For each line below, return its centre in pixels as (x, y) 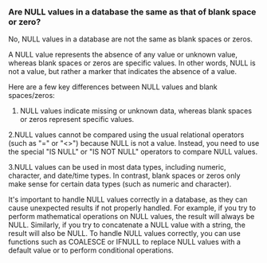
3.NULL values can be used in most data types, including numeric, (117, 167)
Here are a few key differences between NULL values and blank (113, 87)
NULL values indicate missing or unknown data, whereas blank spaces (136, 111)
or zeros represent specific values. (77, 120)
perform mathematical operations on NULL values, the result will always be (132, 217)
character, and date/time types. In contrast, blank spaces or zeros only (124, 176)
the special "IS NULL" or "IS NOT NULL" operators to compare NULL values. (133, 152)
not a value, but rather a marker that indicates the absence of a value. (123, 72)
